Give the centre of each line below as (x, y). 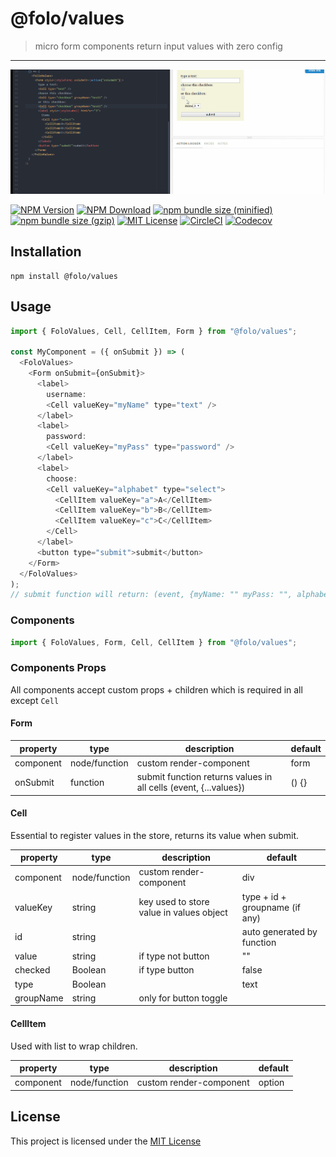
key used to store (174, 902)
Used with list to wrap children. (74, 1046)
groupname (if (271, 907)
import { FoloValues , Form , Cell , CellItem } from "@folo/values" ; (154, 642)
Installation (46, 252)
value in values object (183, 913)
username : (66, 394)
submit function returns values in (204, 777)
